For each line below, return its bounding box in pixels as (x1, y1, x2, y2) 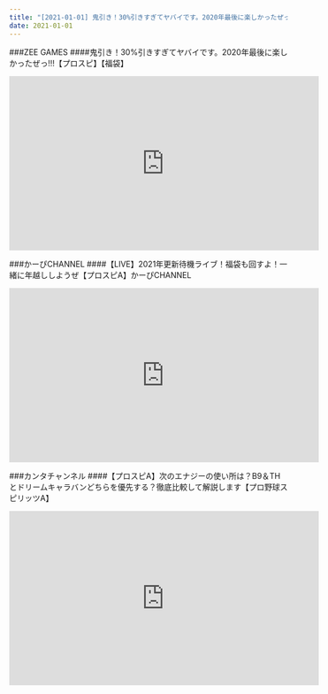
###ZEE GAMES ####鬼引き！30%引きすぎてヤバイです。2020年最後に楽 (9, 46, 280, 58)
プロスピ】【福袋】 (62, 58, 129, 68)
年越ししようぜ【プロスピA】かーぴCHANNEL (24, 269, 192, 280)
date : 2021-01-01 (9, 21, 73, 30)
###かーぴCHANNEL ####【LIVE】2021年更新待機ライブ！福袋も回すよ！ (9, 258, 280, 269)
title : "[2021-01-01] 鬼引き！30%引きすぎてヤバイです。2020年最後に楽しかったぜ (9, 12, 285, 22)
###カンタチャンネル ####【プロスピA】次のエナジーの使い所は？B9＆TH (9, 470, 281, 481)
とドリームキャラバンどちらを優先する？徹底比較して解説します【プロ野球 (9, 482, 280, 492)
